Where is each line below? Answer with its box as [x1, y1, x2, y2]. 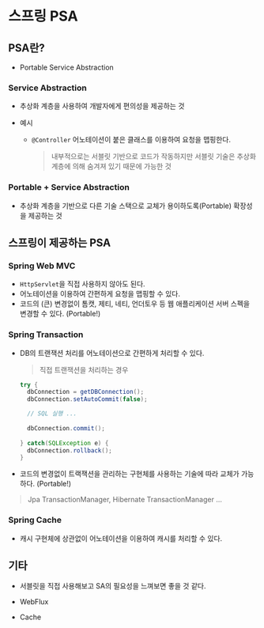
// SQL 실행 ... [27, 410, 77, 418]
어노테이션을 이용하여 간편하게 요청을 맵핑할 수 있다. [19, 289, 180, 299]
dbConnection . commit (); [27, 424, 105, 432]
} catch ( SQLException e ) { [19, 439, 109, 447]
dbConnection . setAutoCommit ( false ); [27, 395, 148, 403]
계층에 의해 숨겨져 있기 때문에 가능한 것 [51, 161, 172, 171]
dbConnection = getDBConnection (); [27, 388, 145, 396]
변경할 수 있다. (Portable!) [19, 309, 101, 319]
